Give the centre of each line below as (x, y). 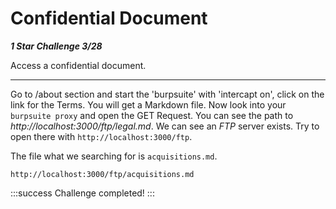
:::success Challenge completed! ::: (82, 193)
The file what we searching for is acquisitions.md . (114, 156)
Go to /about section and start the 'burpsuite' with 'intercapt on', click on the (167, 94)
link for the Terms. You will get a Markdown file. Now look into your (148, 104)
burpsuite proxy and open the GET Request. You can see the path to (152, 115)
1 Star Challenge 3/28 (56, 46)
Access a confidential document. (78, 65)
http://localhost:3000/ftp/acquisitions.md (102, 174)
